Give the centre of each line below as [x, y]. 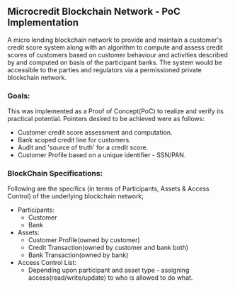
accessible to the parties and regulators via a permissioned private [104, 69]
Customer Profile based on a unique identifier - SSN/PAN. [102, 155]
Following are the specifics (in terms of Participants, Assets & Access [109, 189]
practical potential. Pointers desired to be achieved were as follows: [106, 119]
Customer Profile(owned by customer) [84, 240]
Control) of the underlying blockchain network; [75, 196]
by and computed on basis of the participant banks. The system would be [115, 62]
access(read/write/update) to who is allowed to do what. [110, 278]
